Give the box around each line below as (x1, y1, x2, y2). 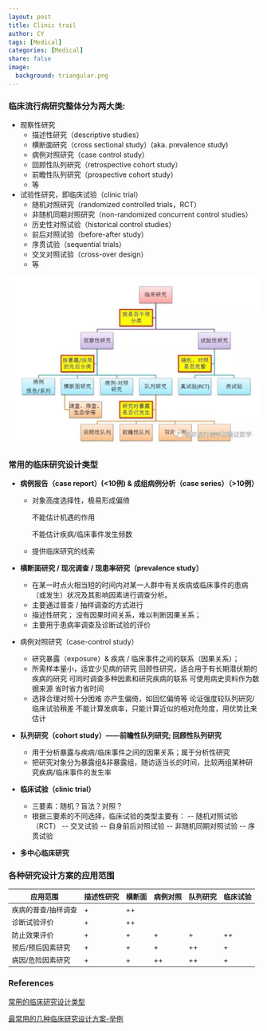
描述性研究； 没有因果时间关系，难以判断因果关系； (31, 610, 202, 619)
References (8, 978, 54, 989)
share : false (8, 55, 52, 63)
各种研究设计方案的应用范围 (8, 869, 115, 880)
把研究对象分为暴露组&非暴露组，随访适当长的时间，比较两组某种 (31, 757, 246, 766)
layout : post (8, 13, 52, 21)
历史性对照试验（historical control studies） (31, 220, 176, 229)
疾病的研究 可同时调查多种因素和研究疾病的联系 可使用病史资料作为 (31, 673, 253, 683)
